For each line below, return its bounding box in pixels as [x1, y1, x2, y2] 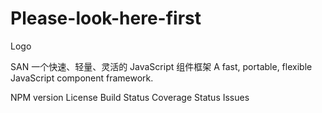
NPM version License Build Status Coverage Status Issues [10, 91, 250, 103]
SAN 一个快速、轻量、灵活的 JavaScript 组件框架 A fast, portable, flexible [10, 60, 313, 72]
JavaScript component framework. [10, 72, 154, 84]
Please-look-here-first [10, 7, 202, 30]
